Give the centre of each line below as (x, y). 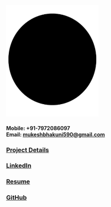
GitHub (17, 197)
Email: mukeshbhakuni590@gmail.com (56, 134)
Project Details (27, 150)
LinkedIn (19, 166)
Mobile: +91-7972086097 (38, 128)
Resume (18, 181)
